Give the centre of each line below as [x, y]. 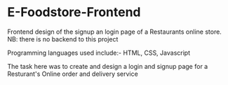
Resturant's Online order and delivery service [73, 74]
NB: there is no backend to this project [63, 39]
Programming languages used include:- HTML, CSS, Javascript [99, 53]
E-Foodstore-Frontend [74, 12]
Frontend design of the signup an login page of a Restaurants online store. [115, 32]
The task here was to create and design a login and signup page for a [108, 66]
